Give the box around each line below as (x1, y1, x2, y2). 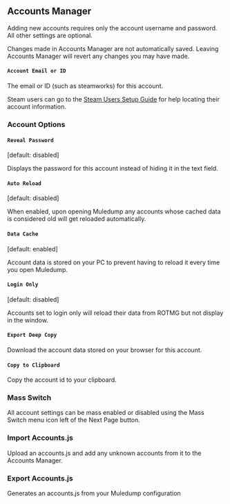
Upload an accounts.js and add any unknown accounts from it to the (7, 449, 202, 457)
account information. (7, 103, 67, 111)
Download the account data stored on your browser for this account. (7, 345, 202, 354)
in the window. (7, 316, 48, 324)
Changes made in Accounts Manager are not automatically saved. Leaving (7, 44, 219, 52)
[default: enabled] (7, 244, 59, 253)
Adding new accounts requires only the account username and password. (7, 23, 218, 32)
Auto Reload (7, 180, 41, 187)
